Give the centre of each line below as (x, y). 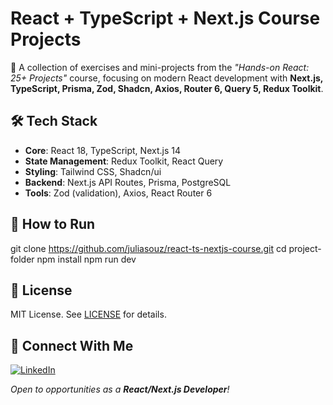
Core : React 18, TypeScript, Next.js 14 (102, 150)
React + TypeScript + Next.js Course (165, 18)
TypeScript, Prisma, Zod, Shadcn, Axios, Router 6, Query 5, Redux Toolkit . (167, 88)
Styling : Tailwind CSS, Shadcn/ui (93, 171)
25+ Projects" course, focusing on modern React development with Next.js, (167, 78)
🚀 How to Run (53, 224)
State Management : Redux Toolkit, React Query (124, 161)
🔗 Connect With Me (72, 345)
